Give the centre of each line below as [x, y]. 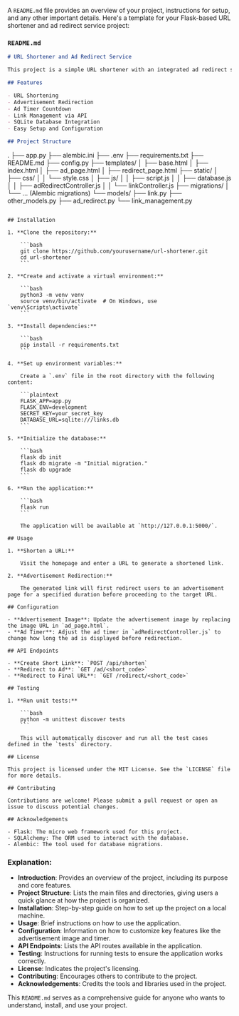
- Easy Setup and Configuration [55, 129]
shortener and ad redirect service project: [69, 25]
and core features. [45, 885]
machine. [31, 915]
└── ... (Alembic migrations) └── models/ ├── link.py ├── [95, 193]
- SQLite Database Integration [54, 122]
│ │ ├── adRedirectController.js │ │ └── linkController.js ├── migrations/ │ [118, 186]
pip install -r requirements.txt [70, 345]
